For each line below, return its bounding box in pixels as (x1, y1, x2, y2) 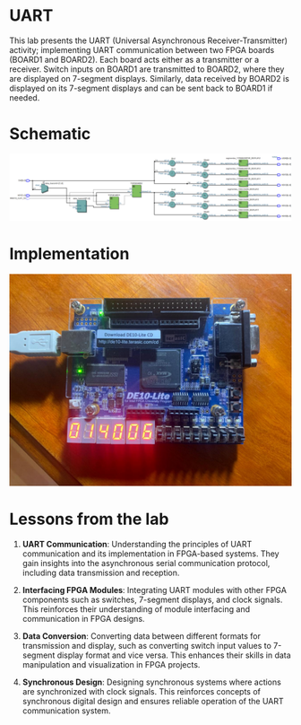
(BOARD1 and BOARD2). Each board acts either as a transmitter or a (9, 54, 260, 65)
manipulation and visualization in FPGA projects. (21, 659, 201, 669)
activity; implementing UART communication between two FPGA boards (9, 44, 275, 55)
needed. (9, 92, 40, 103)
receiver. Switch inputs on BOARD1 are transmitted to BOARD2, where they (9, 64, 285, 74)
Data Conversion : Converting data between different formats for (21, 630, 262, 642)
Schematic (9, 124, 91, 144)
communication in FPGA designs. (21, 613, 145, 624)
